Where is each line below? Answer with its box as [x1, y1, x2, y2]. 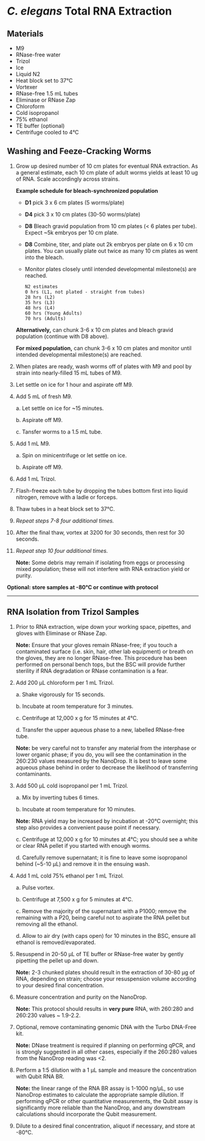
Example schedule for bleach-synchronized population [15, 187, 159, 194]
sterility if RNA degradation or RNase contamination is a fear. [15, 667, 169, 675]
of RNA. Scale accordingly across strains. [15, 175, 120, 182]
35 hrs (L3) [24, 299, 55, 305]
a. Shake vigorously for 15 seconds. [15, 690, 105, 698]
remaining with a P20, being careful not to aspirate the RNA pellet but [15, 914, 190, 921]
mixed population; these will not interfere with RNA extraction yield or [15, 565, 190, 572]
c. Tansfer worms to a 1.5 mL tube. [15, 428, 103, 435]
